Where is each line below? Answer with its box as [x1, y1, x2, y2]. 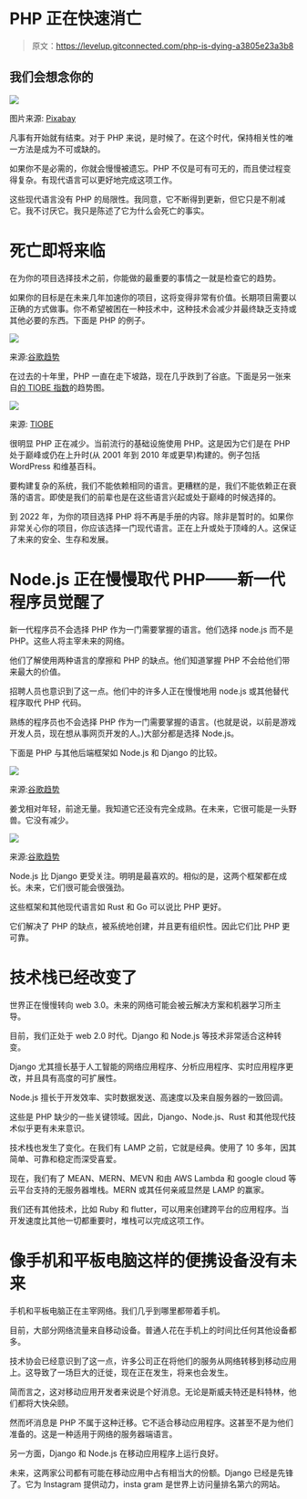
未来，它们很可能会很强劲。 [25, 882, 129, 893]
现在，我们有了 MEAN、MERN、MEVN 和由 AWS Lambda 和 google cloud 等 [9, 1172, 297, 1183]
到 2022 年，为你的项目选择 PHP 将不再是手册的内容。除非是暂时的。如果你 [9, 510, 294, 521]
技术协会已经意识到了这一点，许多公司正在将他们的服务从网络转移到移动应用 [9, 1355, 297, 1366]
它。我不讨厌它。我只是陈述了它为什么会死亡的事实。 [9, 204, 210, 215]
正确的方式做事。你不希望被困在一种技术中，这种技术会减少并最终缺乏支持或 [9, 303, 297, 314]
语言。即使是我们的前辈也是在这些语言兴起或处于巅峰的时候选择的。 [25, 491, 281, 502]
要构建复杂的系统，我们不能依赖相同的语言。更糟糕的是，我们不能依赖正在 [9, 480, 289, 491]
